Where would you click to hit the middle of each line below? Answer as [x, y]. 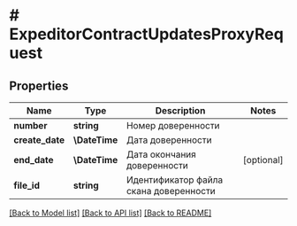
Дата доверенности [169, 140]
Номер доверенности [173, 125]
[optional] [263, 160]
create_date [39, 140]
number [30, 125]
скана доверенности [171, 191]
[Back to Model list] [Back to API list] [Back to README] [110, 213]
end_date [34, 160]
